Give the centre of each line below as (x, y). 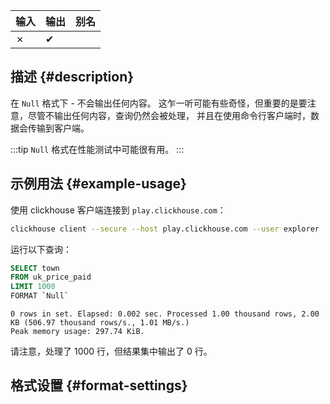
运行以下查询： (41, 249)
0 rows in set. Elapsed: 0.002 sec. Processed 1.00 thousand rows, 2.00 (165, 314)
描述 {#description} (72, 77)
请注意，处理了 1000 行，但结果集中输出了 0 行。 (111, 351)
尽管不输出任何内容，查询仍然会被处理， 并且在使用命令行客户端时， (169, 115)
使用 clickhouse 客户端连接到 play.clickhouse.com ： (118, 210)
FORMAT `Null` (40, 296)
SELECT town (35, 268)
